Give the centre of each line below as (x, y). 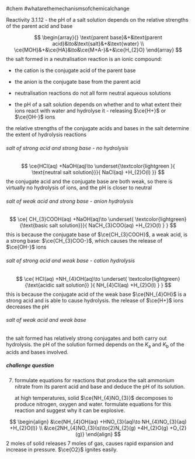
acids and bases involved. (37, 352)
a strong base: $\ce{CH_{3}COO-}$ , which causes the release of (84, 241)
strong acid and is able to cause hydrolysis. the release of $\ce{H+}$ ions (95, 300)
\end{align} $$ (103, 434)
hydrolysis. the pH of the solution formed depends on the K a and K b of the (95, 345)
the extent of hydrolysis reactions (46, 135)
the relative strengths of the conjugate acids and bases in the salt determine (98, 128)
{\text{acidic (40, 285)
